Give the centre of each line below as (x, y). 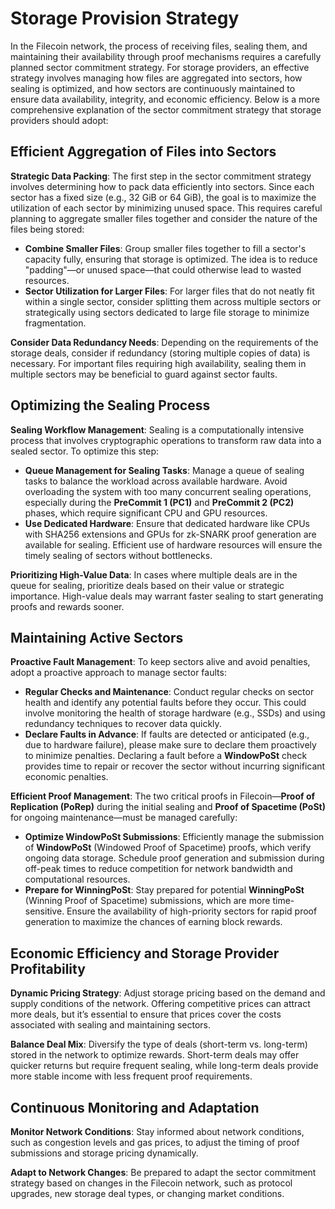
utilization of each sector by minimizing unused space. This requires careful (166, 208)
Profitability (48, 968)
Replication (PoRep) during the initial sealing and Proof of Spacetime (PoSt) (168, 807)
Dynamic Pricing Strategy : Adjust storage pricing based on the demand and (168, 993)
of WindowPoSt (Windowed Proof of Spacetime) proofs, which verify (168, 848)
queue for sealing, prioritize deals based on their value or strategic (147, 585)
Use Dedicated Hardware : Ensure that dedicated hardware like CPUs (167, 523)
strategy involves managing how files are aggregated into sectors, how (156, 78)
